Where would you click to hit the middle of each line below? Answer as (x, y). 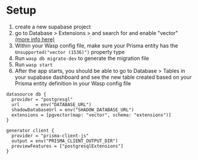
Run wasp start (34, 64)
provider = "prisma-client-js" (50, 136)
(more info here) (35, 39)
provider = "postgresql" (42, 99)
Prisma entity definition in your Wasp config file (73, 83)
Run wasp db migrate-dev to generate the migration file (82, 58)
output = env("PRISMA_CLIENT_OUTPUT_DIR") (65, 141)
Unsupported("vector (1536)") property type (70, 52)
